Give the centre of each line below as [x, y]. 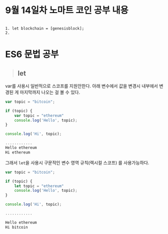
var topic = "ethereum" [39, 115]
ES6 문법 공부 [32, 55]
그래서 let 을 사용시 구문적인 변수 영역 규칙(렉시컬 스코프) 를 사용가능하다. [77, 163]
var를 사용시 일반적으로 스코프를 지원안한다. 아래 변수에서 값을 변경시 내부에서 [82, 86]
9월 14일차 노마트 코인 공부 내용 [67, 10]
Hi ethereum [18, 152]
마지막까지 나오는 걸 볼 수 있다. [50, 92]
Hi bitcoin [17, 227]
